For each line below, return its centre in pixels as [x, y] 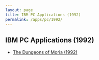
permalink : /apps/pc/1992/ [34, 19]
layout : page [19, 10]
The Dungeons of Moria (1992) [45, 52]
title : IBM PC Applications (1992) [43, 15]
